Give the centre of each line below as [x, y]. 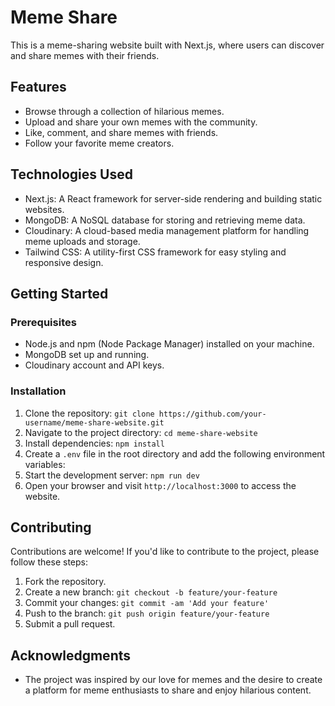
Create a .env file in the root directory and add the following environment [175, 453]
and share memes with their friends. [85, 55]
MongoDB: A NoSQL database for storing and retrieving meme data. [165, 220]
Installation [38, 391]
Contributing [51, 527]
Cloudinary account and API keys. [94, 365]
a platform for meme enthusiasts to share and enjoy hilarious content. [168, 690]
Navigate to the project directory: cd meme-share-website [141, 432]
